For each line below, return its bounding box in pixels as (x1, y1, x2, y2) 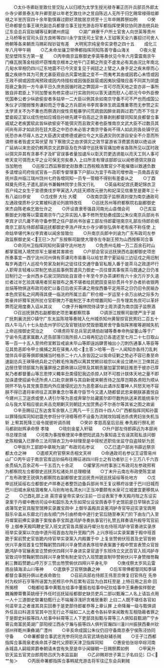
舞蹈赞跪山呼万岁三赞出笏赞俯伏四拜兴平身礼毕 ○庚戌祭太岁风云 (13, 560, 151, 566)
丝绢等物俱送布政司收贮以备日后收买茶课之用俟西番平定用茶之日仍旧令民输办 (5, 285, 159, 291)
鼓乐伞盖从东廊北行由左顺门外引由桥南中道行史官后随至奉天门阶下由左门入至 (5, 511, 159, 517)
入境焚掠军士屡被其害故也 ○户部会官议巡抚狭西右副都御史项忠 (21, 249, 156, 254)
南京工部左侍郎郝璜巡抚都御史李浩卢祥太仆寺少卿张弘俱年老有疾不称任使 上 (5, 224, 156, 230)
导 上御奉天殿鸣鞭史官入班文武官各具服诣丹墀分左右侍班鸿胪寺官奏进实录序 (5, 523, 156, 529)
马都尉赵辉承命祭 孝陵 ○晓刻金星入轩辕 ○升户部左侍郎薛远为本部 (5, 426, 154, 431)
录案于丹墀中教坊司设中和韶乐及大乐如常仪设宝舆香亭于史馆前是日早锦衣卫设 (5, 499, 159, 505)
